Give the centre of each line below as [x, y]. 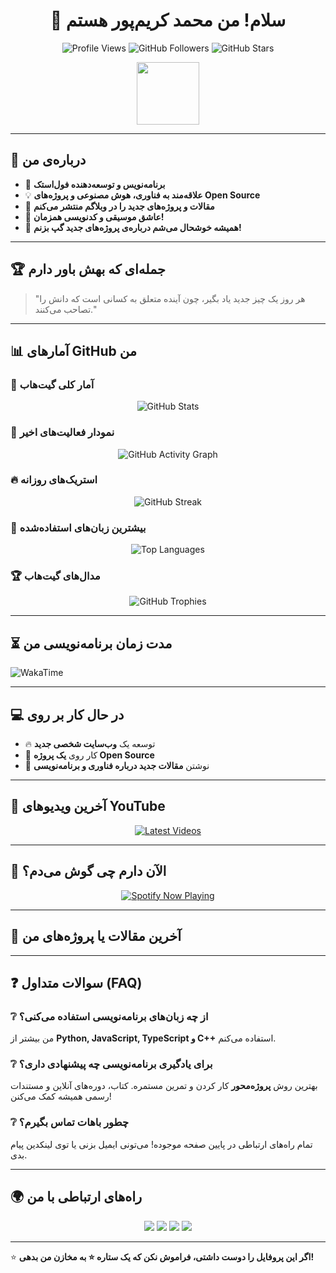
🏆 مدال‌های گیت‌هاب [55, 576]
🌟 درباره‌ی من [48, 160]
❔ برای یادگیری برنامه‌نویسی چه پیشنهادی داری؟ [111, 1064]
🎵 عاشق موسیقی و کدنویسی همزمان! [94, 216]
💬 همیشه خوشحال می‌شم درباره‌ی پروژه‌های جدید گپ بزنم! [133, 227]
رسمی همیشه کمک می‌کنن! [61, 1096]
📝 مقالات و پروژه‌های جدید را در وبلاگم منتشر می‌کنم [119, 206]
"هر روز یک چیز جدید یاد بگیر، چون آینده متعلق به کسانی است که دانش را [170, 298]
